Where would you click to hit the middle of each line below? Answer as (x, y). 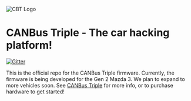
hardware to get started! (35, 92)
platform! (29, 46)
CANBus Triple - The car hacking (88, 33)
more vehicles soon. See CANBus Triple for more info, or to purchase (90, 85)
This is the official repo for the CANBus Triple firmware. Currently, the (90, 73)
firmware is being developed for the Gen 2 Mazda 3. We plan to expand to (95, 79)
